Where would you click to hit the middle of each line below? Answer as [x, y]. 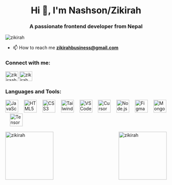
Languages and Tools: [33, 91]
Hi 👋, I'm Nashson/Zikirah [86, 10]
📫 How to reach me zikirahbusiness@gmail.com [66, 48]
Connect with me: [28, 63]
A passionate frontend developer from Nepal [86, 27]
